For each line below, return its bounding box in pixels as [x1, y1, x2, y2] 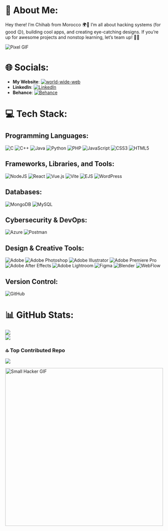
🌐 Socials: [5, 62, 49, 73]
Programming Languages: [5, 131, 89, 140]
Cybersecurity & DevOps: [5, 216, 87, 224]
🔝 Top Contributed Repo [5, 347, 66, 354]
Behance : [12, 89, 33, 95]
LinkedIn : [12, 84, 33, 90]
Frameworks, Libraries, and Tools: [5, 160, 115, 168]
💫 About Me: [5, 5, 59, 16]
